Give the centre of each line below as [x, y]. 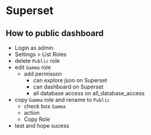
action [32, 113]
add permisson [43, 74]
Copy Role [37, 119]
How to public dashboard [55, 33]
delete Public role [37, 61]
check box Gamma [45, 106]
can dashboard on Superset [68, 87]
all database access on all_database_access [89, 93]
